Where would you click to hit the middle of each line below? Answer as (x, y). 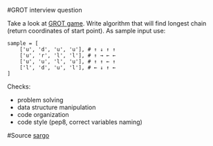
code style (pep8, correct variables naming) (80, 122)
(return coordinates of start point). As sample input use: (86, 31)
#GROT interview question (45, 10)
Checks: (19, 86)
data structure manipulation (56, 107)
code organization (43, 115)
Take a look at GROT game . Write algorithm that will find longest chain (107, 23)
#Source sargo (28, 135)
